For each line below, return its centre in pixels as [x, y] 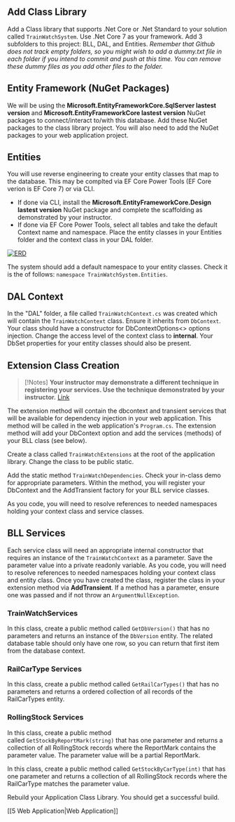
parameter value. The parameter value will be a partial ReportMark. [104, 755]
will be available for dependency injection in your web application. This [109, 418]
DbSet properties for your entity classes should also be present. [99, 343]
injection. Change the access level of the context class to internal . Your [110, 336]
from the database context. [47, 651]
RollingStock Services [45, 717]
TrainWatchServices [43, 613]
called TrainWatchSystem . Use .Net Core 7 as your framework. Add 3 [105, 37]
